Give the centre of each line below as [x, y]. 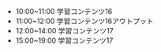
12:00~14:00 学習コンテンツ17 [64, 31]
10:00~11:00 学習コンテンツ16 [64, 11]
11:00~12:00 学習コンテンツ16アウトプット [84, 21]
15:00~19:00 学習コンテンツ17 [64, 40]
